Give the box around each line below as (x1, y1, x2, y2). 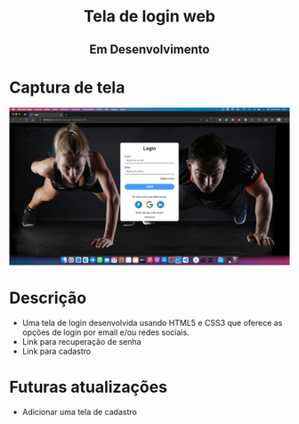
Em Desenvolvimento (89, 42, 210, 57)
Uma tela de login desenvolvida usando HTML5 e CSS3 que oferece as (21, 317, 283, 328)
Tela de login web (83, 6, 216, 27)
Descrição (9, 288, 87, 308)
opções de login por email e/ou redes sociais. (21, 327, 190, 338)
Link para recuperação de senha (21, 336, 141, 347)
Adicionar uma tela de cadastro (21, 406, 138, 417)
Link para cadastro (21, 346, 92, 356)
